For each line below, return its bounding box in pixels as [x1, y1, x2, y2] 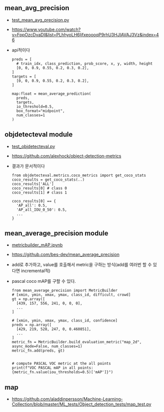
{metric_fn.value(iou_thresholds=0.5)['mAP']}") [11, 370, 113, 375]
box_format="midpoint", [16, 108, 65, 113]
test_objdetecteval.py [11, 143, 55, 149]
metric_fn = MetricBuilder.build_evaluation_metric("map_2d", [11, 340, 142, 345]
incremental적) [21, 268, 51, 274]
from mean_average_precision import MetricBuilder [11, 288, 118, 293]
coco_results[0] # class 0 [11, 186, 67, 191]
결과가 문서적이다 [11, 163, 45, 169]
